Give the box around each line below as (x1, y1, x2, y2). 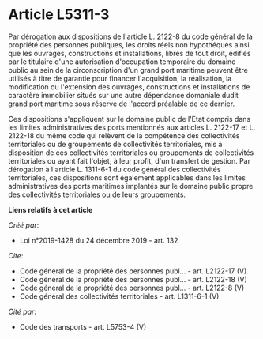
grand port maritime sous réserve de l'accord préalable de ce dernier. (8, 99, 235, 108)
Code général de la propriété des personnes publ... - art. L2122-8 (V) (19, 283, 245, 292)
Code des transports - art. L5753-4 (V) (19, 322, 147, 331)
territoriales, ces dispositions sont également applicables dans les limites (8, 172, 246, 183)
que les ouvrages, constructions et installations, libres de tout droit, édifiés (8, 48, 251, 58)
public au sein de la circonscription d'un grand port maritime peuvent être (8, 65, 249, 74)
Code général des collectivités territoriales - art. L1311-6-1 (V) (19, 291, 220, 301)
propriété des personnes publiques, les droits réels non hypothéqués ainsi (8, 40, 250, 49)
